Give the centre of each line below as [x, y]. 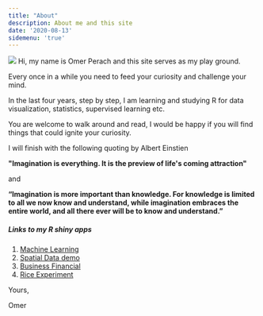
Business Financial [50, 266]
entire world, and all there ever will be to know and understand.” [116, 211]
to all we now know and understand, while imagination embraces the [124, 202]
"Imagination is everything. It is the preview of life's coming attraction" [128, 164]
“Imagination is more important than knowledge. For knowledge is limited [131, 195]
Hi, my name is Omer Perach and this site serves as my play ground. [129, 61]
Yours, [19, 290]
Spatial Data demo [50, 258]
